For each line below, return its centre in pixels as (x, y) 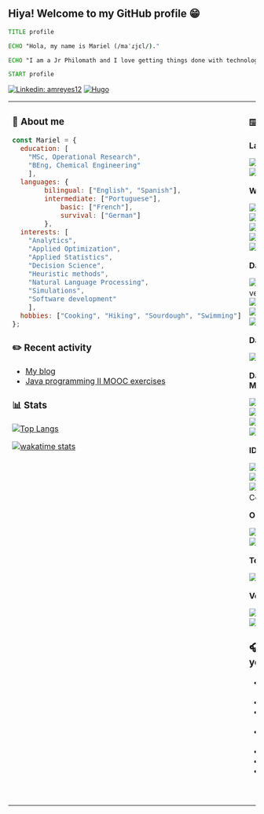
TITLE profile (31, 31)
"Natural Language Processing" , (88, 282)
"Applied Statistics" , (70, 257)
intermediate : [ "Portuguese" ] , (103, 199)
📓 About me (38, 121)
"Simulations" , (56, 290)
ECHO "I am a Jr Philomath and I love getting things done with (115, 60)
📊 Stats (30, 405)
